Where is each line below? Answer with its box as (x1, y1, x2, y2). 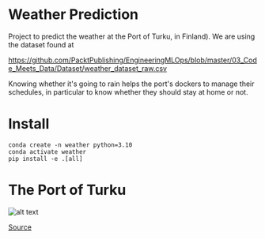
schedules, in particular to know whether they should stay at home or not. (8, 87, 248, 96)
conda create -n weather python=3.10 (8, 140, 133, 149)
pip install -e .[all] (8, 155, 83, 162)
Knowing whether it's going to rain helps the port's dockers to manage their (8, 79, 255, 88)
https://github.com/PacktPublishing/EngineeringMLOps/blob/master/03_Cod (8, 55, 257, 65)
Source (8, 222, 32, 232)
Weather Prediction (8, 6, 139, 24)
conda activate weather (8, 148, 87, 155)
